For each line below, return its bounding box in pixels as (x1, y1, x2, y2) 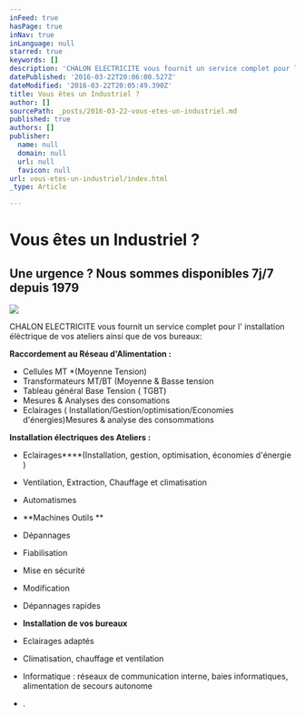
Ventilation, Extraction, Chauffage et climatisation (22, 477, 207, 488)
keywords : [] (9, 55, 59, 65)
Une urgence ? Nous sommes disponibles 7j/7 (9, 266, 274, 281)
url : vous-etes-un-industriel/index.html (9, 174, 169, 183)
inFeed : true (9, 13, 59, 23)
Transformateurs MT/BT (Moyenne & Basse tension (22, 376, 214, 387)
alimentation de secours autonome (22, 681, 152, 691)
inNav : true (9, 30, 54, 39)
